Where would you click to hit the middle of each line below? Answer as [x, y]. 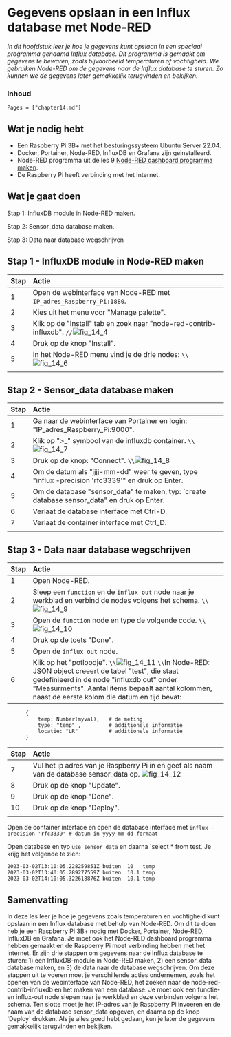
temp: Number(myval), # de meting [90, 719]
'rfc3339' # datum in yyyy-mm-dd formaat [98, 834]
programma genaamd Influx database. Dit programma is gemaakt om [106, 54]
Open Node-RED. [61, 581]
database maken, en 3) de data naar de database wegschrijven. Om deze [111, 968]
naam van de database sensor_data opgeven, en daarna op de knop [104, 1012]
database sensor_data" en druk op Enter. [99, 500]
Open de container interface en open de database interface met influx [108, 828]
